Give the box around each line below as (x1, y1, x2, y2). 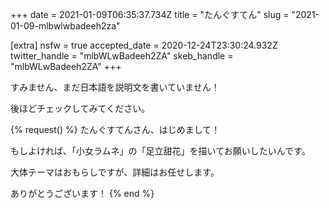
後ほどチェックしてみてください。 (10, 103, 151, 114)
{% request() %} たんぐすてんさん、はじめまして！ (10, 124, 221, 135)
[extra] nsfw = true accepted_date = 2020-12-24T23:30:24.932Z (10, 39, 278, 51)
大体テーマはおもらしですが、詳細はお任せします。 (10, 166, 220, 178)
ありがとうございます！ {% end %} (10, 188, 155, 199)
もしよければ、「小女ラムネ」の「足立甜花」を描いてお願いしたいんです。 (10, 145, 311, 157)
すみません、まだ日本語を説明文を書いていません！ (10, 81, 220, 93)
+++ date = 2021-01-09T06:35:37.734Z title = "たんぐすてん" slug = (10, 9, 290, 20)
